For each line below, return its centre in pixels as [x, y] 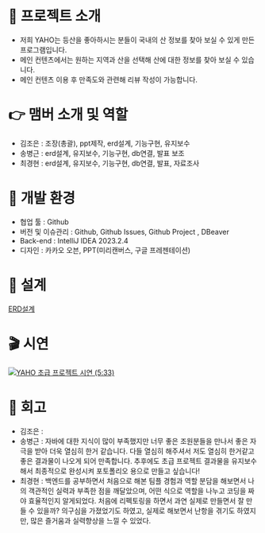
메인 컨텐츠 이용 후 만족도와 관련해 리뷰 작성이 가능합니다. [109, 80]
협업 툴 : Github [44, 222]
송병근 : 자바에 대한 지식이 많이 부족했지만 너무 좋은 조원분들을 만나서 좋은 [134, 441]
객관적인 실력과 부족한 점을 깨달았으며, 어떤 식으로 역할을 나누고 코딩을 [137, 491]
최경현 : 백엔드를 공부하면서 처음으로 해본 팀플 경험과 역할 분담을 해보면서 [133, 480]
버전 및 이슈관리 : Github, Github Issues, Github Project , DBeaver [125, 231]
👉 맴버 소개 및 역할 [68, 115]
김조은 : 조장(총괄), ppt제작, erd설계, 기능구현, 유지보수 [105, 143]
